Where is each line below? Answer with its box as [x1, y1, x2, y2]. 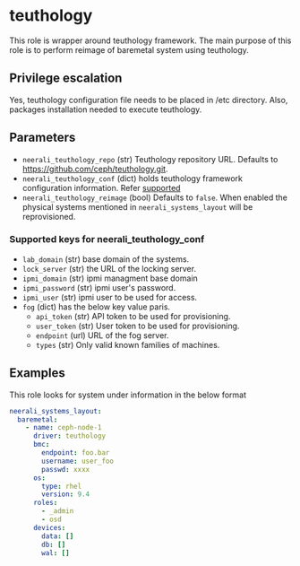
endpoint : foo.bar [41, 448, 110, 457]
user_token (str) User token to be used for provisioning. [35, 320, 240, 331]
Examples [9, 365, 65, 381]
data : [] [41, 531, 74, 541]
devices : [32, 523, 66, 532]
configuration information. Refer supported [21, 182, 181, 193]
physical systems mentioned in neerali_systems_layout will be [21, 201, 253, 212]
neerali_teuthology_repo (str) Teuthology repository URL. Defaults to [21, 153, 279, 164]
